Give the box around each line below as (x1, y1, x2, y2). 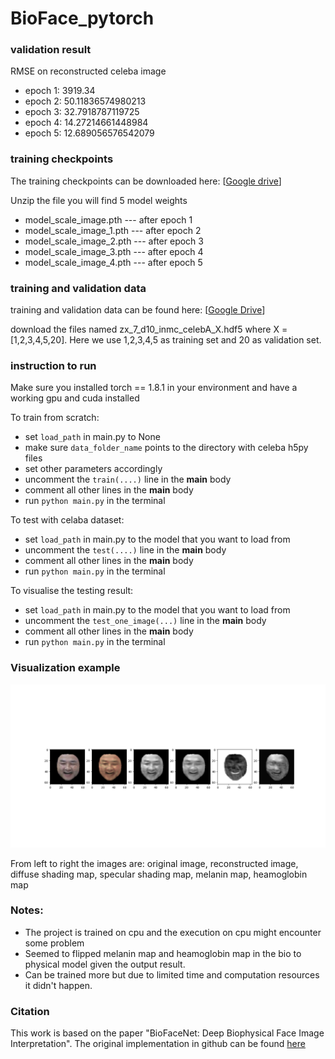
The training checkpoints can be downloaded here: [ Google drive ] (10, 175, 282, 187)
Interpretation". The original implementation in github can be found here (10, 1038, 306, 1050)
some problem (24, 937, 85, 949)
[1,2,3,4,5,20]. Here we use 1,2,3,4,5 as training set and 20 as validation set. (10, 334, 322, 346)
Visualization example (10, 661, 121, 675)
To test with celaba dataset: (10, 514, 125, 526)
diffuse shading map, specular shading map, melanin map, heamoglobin (10, 868, 308, 880)
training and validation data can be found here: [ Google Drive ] (10, 304, 266, 316)
